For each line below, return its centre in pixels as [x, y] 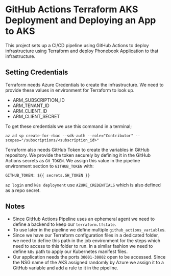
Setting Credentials [37, 72]
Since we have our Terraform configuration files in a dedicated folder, [86, 235]
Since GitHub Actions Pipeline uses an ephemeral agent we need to [83, 219]
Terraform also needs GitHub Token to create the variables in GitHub [77, 150]
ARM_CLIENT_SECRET [36, 116]
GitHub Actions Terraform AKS [72, 9]
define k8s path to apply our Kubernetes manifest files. [70, 251]
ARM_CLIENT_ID [30, 111]
